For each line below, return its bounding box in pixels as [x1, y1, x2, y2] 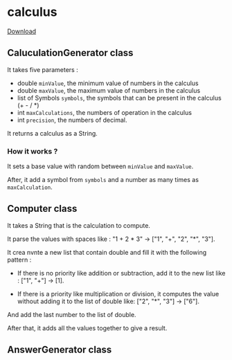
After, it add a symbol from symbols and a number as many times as [7, 176, 199, 184]
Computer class [7, 203, 78, 215]
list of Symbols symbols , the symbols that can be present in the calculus [17, 93, 222, 102]
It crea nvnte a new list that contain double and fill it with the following [7, 248, 206, 256]
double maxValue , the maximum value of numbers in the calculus [17, 86, 201, 94]
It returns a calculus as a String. [7, 129, 98, 137]
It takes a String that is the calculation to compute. [7, 221, 151, 229]
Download [7, 27, 37, 35]
